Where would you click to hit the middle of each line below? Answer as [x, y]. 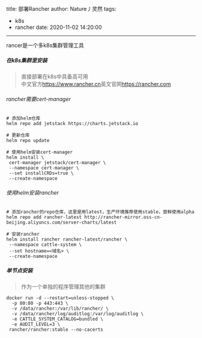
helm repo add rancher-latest [44, 217]
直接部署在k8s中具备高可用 [54, 76]
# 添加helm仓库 [23, 118]
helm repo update [28, 141]
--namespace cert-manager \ [44, 168]
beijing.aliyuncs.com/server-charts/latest [62, 223]
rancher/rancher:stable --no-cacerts [56, 330]
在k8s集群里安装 [27, 60]
